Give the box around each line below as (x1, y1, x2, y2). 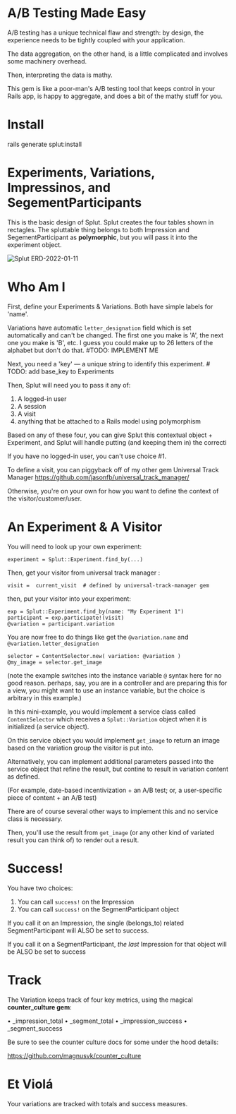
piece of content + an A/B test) (7, 793, 97, 802)
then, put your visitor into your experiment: (7, 594, 132, 603)
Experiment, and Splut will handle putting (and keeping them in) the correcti (7, 438, 227, 446)
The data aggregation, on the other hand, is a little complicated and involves (7, 49, 228, 58)
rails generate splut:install (7, 140, 82, 148)
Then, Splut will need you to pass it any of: (7, 381, 131, 389)
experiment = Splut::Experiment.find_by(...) (7, 556, 143, 563)
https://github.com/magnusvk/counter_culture (7, 1051, 142, 1060)
